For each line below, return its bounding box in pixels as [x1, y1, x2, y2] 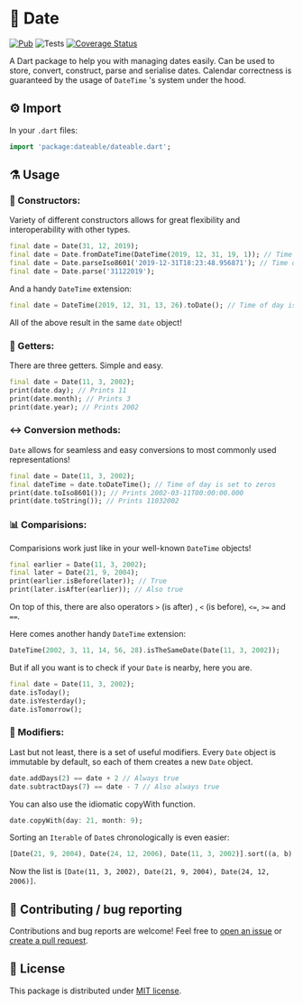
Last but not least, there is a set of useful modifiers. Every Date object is [9, 746, 277, 757]
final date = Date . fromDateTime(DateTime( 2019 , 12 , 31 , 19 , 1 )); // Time [9, 250, 293, 260]
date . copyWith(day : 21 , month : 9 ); [9, 816, 143, 825]
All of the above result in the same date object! [9, 317, 182, 327]
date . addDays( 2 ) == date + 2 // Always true [9, 773, 179, 783]
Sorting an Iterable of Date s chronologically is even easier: [9, 832, 230, 843]
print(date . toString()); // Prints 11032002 [9, 496, 179, 506]
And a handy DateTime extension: [9, 283, 133, 294]
